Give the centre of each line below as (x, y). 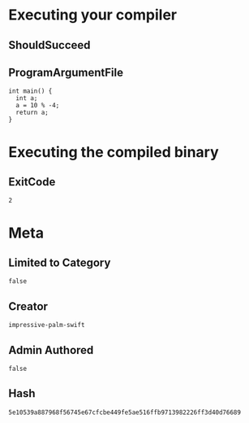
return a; (32, 113)
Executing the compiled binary (114, 152)
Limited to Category (60, 262)
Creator (28, 306)
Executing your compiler (92, 15)
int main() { (30, 91)
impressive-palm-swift (47, 325)
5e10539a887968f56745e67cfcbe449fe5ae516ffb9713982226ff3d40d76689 (125, 412)
